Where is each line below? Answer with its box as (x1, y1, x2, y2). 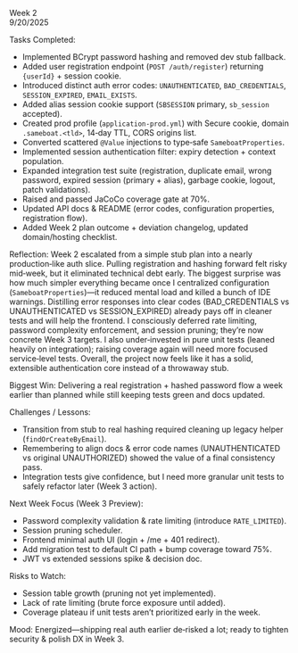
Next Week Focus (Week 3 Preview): (9, 499, 144, 508)
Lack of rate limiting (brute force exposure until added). (21, 598, 226, 608)
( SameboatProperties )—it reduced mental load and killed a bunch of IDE (9, 287, 271, 297)
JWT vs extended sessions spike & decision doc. (21, 553, 203, 564)
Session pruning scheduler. (21, 525, 123, 535)
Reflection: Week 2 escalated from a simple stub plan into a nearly (9, 249, 252, 260)
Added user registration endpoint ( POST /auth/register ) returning (21, 62, 264, 71)
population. (21, 156, 64, 166)
